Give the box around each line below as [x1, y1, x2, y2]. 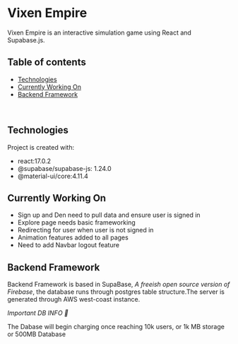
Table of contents [7, 57, 86, 69]
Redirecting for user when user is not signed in [17, 226, 154, 235]
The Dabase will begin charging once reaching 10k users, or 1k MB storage [7, 323, 225, 331]
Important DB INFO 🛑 [7, 309, 69, 317]
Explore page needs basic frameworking [17, 218, 136, 227]
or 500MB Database [7, 330, 66, 338]
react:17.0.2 [17, 157, 52, 165]
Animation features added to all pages [17, 233, 129, 242]
